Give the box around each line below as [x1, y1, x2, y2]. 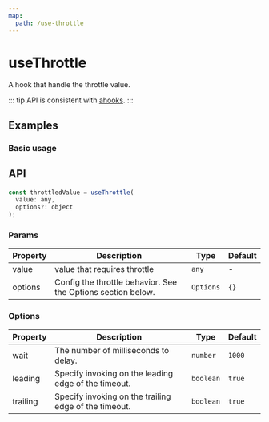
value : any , [15, 196, 56, 204]
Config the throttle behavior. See [54, 277, 178, 288]
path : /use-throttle [15, 19, 84, 27]
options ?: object [15, 203, 74, 212]
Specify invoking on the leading [54, 368, 174, 379]
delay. [54, 355, 78, 366]
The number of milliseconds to [54, 344, 170, 356]
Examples [8, 118, 58, 132]
